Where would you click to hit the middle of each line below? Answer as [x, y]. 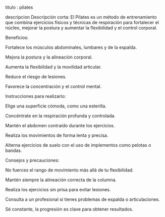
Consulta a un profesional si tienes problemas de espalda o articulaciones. [83, 199]
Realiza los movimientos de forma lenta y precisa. [57, 135]
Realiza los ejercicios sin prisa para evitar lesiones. [58, 189]
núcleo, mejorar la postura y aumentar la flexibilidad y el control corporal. [81, 28]
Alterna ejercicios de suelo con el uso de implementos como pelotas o [78, 145]
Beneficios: [17, 38]
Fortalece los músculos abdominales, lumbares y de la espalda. [71, 47]
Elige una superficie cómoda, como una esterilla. [56, 106]
